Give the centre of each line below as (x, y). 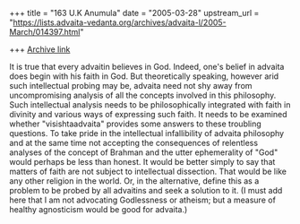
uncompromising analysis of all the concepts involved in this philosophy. (143, 95)
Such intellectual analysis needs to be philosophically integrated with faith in (150, 105)
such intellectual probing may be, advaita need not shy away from (131, 86)
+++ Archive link (40, 49)
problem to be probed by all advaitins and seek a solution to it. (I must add (146, 190)
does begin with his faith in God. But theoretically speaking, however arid (144, 76)
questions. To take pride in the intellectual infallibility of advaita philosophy (147, 133)
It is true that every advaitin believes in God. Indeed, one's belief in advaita (147, 67)
